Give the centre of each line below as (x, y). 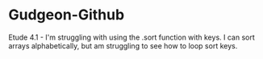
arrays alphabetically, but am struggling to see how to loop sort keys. (123, 45)
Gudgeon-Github (67, 15)
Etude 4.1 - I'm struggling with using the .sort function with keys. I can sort (132, 37)
